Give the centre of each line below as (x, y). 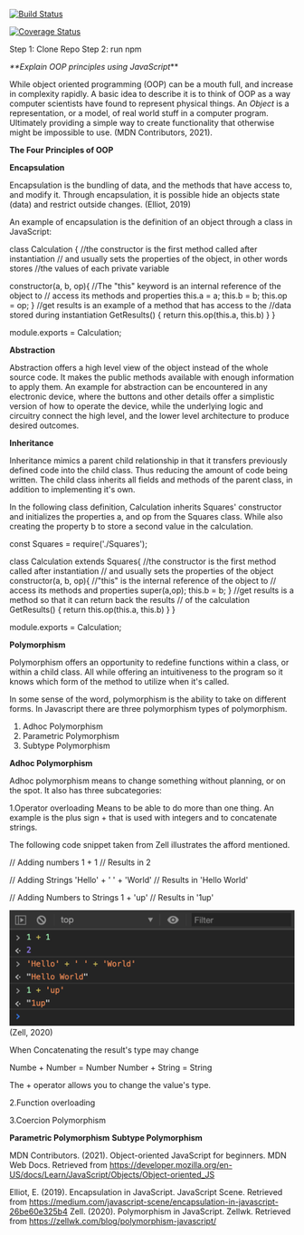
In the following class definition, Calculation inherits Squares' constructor (146, 507)
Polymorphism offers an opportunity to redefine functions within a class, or (149, 662)
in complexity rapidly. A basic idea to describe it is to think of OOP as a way (150, 94)
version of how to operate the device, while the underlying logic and (137, 406)
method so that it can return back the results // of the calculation (130, 600)
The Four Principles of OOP (62, 150)
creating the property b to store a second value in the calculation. (131, 526)
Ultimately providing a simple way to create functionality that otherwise (142, 123)
